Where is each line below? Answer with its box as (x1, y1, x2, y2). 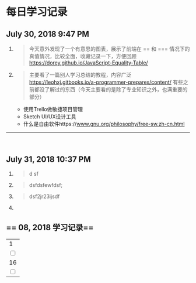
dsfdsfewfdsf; (29, 181, 63, 188)
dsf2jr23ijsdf (29, 193, 60, 200)
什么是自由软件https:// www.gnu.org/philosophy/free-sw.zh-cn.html (23, 121, 185, 127)
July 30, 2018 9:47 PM (6, 29, 89, 39)
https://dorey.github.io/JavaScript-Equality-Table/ (29, 59, 148, 66)
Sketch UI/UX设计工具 (23, 113, 76, 120)
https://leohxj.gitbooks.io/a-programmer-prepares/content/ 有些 (29, 79, 184, 86)
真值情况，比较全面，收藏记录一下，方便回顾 (29, 53, 137, 59)
